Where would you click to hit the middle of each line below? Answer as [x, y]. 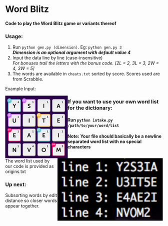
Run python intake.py [90, 120]
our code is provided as [29, 166]
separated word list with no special [104, 141]
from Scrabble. [28, 79]
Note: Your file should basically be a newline [114, 136]
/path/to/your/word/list [93, 125]
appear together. [22, 206]
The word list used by [27, 161]
